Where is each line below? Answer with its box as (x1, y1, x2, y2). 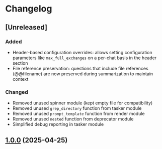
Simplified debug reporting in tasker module (12, 121, 104, 127)
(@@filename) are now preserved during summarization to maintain (12, 71, 153, 77)
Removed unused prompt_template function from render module (12, 111, 145, 117)
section (12, 60, 28, 66)
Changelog (5, 3, 52, 15)
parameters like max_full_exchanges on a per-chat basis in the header (12, 55, 157, 61)
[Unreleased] (5, 23, 48, 32)
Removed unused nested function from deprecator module (12, 116, 134, 122)
